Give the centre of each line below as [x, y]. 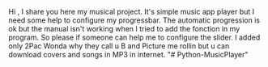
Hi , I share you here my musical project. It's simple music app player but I [132, 12]
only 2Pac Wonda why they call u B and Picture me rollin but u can [119, 46]
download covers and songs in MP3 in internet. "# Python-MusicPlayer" [128, 54]
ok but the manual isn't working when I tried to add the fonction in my [124, 29]
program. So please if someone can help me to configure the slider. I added [134, 37]
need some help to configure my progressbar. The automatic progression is [134, 20]
